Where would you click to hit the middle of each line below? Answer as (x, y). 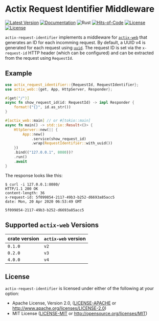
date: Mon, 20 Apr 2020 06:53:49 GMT (44, 202)
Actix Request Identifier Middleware (80, 9)
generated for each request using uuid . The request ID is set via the (73, 47)
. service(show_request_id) (59, 139)
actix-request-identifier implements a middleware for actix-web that (76, 37)
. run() (21, 157)
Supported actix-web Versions (52, 225)
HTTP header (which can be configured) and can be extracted (91, 53)
